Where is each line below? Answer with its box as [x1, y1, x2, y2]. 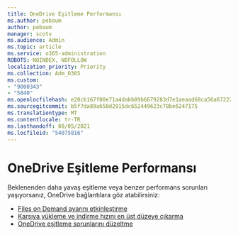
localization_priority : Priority [7, 63, 106, 70]
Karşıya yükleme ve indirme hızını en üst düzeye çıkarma [17, 212, 184, 221]
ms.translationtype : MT [7, 109, 78, 116]
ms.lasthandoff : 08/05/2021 [7, 122, 91, 130]
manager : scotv [7, 30, 52, 38]
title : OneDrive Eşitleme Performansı [7, 10, 122, 18]
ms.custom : [7, 76, 40, 84]
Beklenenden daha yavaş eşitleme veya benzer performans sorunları [7, 183, 208, 192]
